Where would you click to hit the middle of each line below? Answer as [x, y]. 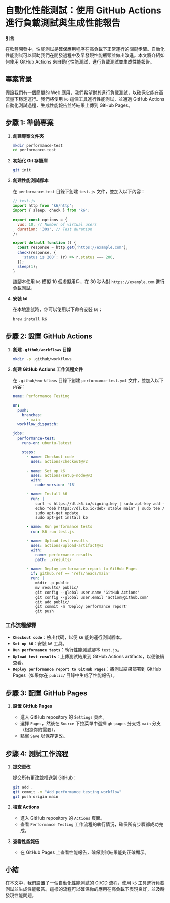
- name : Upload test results [57, 541]
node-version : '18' [56, 485]
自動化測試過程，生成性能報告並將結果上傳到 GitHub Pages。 [69, 105]
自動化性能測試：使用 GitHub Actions [83, 10]
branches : [32, 415]
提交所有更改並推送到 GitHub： [45, 777]
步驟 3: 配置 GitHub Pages [46, 693]
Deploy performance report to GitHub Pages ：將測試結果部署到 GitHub [87, 669]
